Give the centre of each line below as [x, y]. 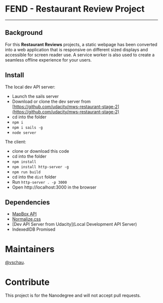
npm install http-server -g [40, 167]
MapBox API [24, 214]
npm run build [26, 172]
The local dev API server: [30, 87]
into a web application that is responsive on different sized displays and [76, 49]
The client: [16, 142]
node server [24, 133]
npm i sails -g [27, 128]
